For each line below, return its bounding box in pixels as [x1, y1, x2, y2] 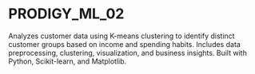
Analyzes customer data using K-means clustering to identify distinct [8, 31, 235, 41]
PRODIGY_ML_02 [8, 5, 125, 23]
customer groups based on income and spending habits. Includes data [8, 39, 241, 49]
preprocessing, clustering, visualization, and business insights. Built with [8, 48, 248, 57]
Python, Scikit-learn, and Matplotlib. [8, 56, 127, 66]
